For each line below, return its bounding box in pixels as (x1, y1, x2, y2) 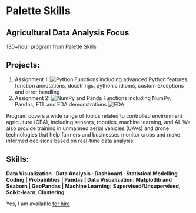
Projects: (6, 60, 40, 70)
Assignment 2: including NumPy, (14, 94, 171, 101)
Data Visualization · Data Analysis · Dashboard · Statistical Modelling (6, 169, 178, 177)
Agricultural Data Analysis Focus (6, 28, 129, 38)
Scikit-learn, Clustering (6, 188, 65, 195)
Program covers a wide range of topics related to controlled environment (6, 112, 182, 119)
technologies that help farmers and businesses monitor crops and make (6, 131, 181, 138)
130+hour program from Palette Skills (6, 43, 97, 50)
